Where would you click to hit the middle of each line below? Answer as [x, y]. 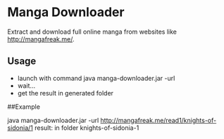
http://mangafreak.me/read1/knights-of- [158, 120]
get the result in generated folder [66, 93]
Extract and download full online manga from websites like [92, 32]
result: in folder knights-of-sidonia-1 [87, 128]
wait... [26, 86]
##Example [24, 107]
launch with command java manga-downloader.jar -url [96, 78]
